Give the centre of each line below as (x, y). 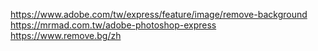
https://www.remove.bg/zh (66, 35)
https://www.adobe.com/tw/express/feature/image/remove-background (159, 14)
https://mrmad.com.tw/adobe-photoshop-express (113, 25)
